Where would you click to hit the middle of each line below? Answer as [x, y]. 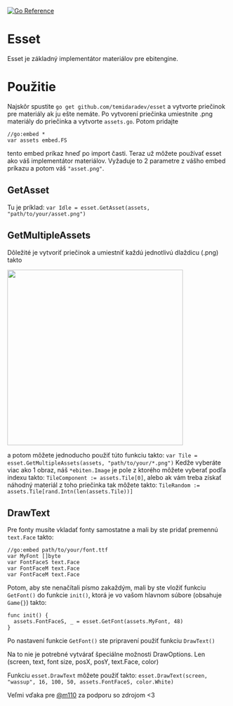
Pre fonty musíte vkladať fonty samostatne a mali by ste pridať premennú [113, 530]
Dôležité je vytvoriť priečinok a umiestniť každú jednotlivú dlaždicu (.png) [113, 252]
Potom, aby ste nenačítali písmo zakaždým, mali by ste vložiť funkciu [107, 588]
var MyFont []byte [34, 557]
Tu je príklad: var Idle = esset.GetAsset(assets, [79, 207]
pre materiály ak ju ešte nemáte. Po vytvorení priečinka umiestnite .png [110, 114]
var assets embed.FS [38, 140]
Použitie [32, 87]
